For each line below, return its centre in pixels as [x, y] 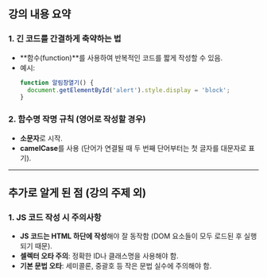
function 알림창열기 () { [56, 83]
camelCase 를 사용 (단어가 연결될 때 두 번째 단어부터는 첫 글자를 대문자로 [133, 148]
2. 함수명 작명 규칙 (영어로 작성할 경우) [77, 119]
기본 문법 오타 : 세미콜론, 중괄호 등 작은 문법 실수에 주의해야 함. [116, 266]
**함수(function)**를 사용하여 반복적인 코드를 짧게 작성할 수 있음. [121, 57]
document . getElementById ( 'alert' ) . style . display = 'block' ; [129, 90]
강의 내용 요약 [40, 14]
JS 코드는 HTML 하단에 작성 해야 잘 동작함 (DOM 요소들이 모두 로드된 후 [131, 236]
